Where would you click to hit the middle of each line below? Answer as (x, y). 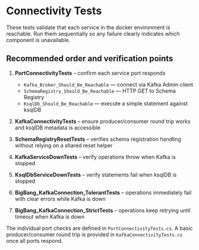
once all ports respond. (35, 240)
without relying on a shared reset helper (64, 145)
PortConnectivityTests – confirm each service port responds (90, 73)
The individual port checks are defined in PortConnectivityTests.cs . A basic (99, 228)
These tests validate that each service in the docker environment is (88, 27)
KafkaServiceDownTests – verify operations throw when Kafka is (95, 157)
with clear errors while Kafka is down (60, 199)
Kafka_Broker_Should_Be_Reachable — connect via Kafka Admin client (108, 84)
